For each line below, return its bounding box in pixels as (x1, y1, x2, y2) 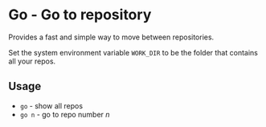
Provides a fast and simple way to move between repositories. (8, 32, 215, 42)
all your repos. (8, 56, 56, 66)
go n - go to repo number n (19, 109, 110, 119)
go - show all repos (19, 100, 83, 110)
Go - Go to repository (8, 6, 152, 24)
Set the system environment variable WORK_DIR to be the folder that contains (8, 47, 259, 57)
